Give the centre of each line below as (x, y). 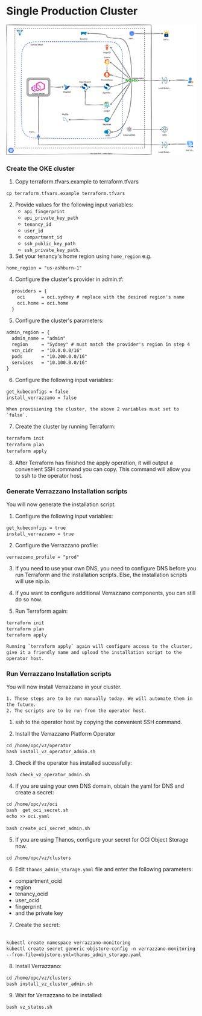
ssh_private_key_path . (52, 250)
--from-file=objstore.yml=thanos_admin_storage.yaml (74, 955)
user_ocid (27, 900)
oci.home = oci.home (43, 303)
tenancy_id (38, 225)
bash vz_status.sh (29, 1007)
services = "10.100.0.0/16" (49, 363)
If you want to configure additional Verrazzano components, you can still (105, 593)
